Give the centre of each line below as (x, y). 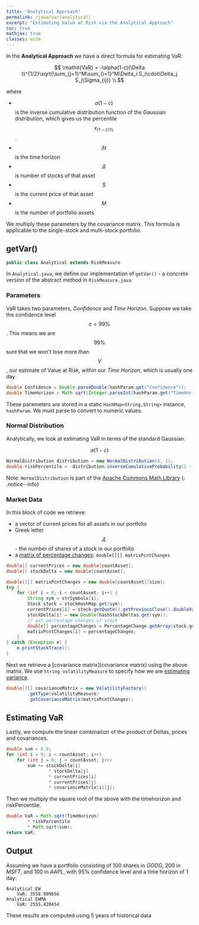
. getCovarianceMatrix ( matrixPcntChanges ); (81, 699)
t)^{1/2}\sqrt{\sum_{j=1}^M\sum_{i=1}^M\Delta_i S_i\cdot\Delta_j (99, 74)
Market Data (24, 499)
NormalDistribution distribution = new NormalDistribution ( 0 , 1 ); (90, 461)
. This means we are (31, 333)
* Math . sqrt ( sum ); (50, 827)
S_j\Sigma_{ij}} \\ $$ (99, 80)
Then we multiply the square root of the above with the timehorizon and (94, 799)
